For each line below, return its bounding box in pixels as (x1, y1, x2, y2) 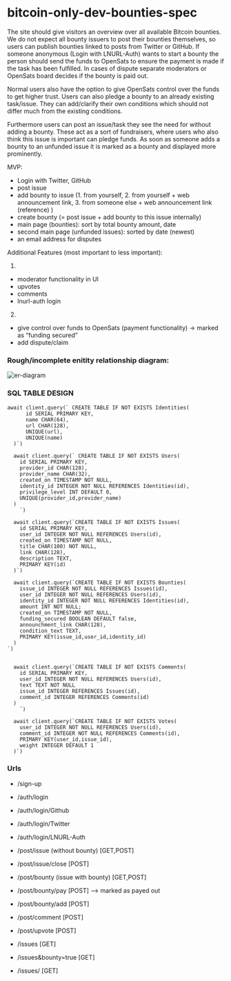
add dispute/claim (17, 338, 69, 346)
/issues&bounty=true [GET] (17, 953, 95, 961)
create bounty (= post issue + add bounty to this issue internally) (17, 212, 202, 221)
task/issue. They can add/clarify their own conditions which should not (7, 99, 209, 108)
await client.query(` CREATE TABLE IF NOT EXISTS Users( (13, 452, 181, 459)
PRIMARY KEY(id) (19, 560, 67, 568)
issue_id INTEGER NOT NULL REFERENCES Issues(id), (19, 585, 168, 592)
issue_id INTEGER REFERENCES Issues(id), (19, 687, 140, 694)
